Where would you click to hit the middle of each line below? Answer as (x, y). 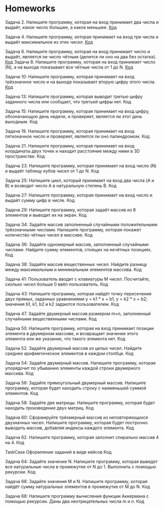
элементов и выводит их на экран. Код (46, 215)
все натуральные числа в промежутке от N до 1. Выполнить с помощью (81, 466)
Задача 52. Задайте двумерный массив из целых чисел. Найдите (73, 348)
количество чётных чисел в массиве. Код (49, 235)
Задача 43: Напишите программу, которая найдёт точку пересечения (78, 293)
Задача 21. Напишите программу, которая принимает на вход (70, 145)
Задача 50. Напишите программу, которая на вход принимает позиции (80, 328)
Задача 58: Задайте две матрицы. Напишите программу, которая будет (80, 403)
